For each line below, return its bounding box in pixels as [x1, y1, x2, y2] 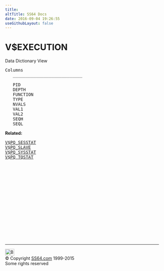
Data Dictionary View [5, 58, 48, 64]
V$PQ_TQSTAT [5, 154, 34, 160]
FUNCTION [13, 92, 34, 98]
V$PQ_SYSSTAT [5, 149, 37, 155]
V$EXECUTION [5, 42, 68, 53]
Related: [5, 130, 23, 136]
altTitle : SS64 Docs [5, 12, 47, 17]
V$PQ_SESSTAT [5, 140, 37, 146]
